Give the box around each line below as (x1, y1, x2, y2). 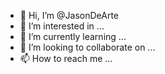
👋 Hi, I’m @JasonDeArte (19, 10, 119, 21)
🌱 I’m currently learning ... (19, 31, 127, 42)
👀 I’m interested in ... (19, 20, 105, 32)
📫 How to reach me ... (19, 53, 113, 64)
